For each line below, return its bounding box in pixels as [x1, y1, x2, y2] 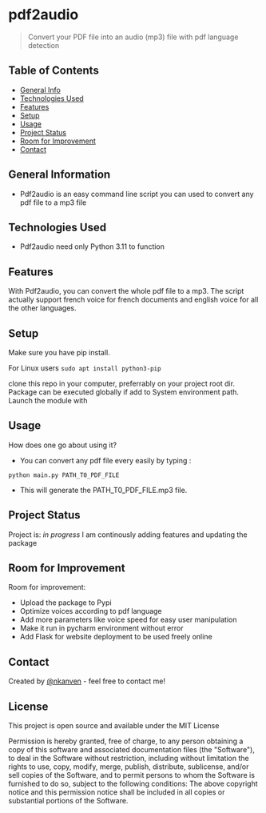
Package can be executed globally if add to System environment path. [8, 387, 240, 397]
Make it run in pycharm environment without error [19, 623, 184, 633]
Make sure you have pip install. [8, 348, 110, 357]
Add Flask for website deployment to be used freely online [19, 632, 213, 642]
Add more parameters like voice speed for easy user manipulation [19, 615, 237, 625]
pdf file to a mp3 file [19, 198, 87, 207]
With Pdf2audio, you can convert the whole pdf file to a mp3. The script [8, 286, 244, 296]
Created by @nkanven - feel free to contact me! [8, 676, 166, 686]
